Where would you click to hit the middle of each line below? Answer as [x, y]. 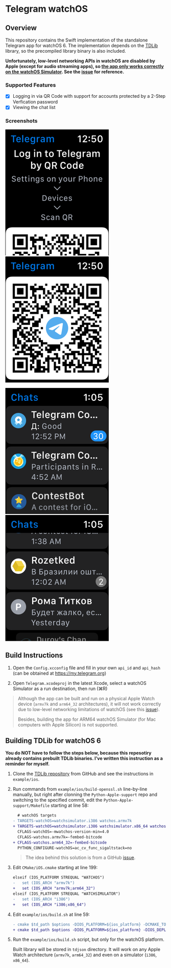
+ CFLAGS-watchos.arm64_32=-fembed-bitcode [60, 843]
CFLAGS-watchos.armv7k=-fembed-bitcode [60, 837]
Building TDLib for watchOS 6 [53, 740]
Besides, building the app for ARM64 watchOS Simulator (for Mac [87, 719]
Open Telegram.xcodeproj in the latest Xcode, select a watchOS [79, 683]
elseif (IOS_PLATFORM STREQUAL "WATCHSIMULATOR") [67, 894]
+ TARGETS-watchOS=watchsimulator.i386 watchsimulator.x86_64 [80, 826]
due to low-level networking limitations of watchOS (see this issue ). [89, 709]
